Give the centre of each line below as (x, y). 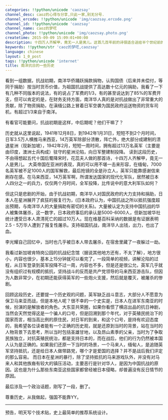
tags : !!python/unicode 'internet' (42, 61)
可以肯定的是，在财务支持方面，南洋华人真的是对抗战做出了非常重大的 (90, 99)
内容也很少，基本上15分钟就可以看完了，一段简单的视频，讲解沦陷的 (84, 259)
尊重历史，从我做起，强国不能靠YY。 (43, 397)
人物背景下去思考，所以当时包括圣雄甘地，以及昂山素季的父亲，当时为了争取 (84, 332)
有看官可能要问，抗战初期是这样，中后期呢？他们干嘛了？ (64, 123)
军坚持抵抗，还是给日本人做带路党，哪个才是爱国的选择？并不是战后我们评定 (84, 351)
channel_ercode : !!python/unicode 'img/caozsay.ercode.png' (69, 19)
